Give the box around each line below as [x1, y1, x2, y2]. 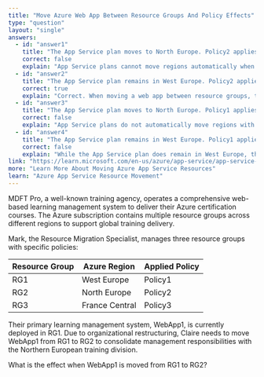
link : [8, 158, 26, 166]
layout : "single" [8, 26, 65, 34]
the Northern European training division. [8, 345, 138, 354]
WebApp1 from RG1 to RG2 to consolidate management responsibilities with [8, 336, 252, 346]
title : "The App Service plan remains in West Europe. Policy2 [22, 77, 234, 85]
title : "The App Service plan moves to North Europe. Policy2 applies [22, 48, 258, 56]
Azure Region [82, 261, 135, 272]
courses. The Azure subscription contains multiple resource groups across [8, 210, 250, 220]
